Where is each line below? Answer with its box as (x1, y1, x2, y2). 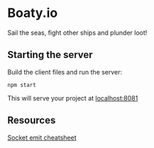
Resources (7, 115, 56, 127)
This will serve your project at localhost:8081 (7, 93, 138, 102)
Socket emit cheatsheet (7, 133, 77, 142)
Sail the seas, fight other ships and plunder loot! (7, 28, 148, 37)
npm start (7, 81, 37, 89)
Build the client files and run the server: (7, 67, 123, 76)
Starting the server (7, 49, 94, 61)
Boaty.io (7, 5, 58, 21)
